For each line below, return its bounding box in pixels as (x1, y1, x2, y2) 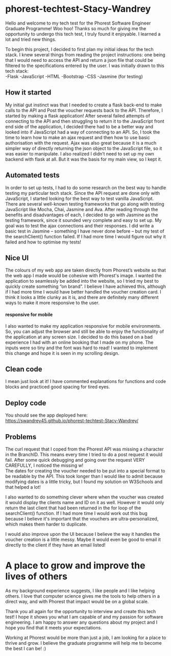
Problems (5, 433, 37, 441)
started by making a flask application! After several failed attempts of (5, 112, 151, 119)
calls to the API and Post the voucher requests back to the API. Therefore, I (5, 107, 163, 113)
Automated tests (5, 171, 60, 179)
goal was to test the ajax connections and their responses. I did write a (5, 222, 154, 229)
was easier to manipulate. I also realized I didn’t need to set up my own (5, 150, 155, 156)
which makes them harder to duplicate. (5, 521, 88, 527)
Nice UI (5, 254, 29, 262)
